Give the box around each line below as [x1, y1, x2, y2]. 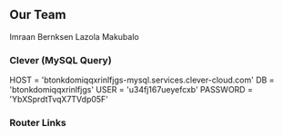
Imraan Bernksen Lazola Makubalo [9, 31, 139, 42]
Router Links [9, 117, 66, 130]
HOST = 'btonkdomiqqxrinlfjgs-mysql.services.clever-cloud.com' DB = [9, 74, 275, 85]
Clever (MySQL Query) [9, 53, 112, 66]
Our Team [9, 7, 66, 23]
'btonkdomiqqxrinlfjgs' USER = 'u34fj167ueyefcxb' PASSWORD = [9, 84, 253, 95]
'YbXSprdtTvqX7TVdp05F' [9, 94, 109, 105]
